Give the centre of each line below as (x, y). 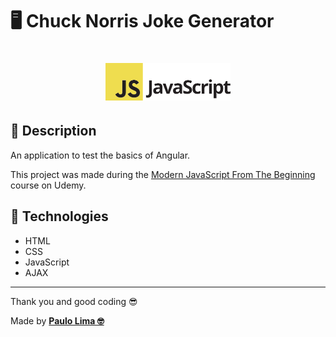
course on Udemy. (48, 185)
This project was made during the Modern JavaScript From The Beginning (163, 174)
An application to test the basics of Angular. (100, 155)
